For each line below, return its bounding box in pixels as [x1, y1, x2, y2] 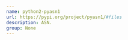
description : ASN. [6, 19, 52, 25]
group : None [6, 25, 36, 31]
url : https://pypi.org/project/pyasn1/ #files [6, 14, 122, 20]
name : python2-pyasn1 [6, 8, 61, 15]
